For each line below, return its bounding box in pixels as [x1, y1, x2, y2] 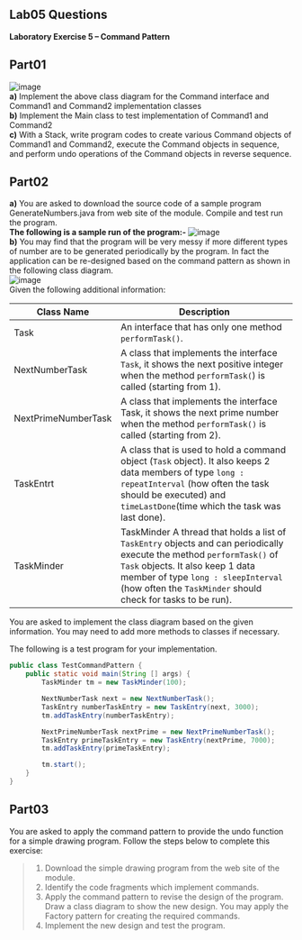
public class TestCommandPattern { [9, 662, 143, 671]
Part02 [9, 175, 49, 190]
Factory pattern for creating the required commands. [44, 910, 241, 921]
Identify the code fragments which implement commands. [44, 881, 260, 892]
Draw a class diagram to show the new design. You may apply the [44, 900, 289, 911]
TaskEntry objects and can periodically [120, 537, 284, 550]
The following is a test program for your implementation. [9, 643, 218, 654]
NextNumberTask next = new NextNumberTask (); [41, 694, 216, 704]
